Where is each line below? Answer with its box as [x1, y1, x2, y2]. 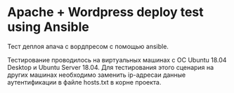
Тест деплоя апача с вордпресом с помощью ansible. [7, 42, 169, 50]
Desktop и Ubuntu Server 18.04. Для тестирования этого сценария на [7, 63, 214, 71]
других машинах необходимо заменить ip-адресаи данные [7, 71, 186, 79]
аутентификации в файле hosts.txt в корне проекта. [7, 78, 162, 86]
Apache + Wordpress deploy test [7, 4, 204, 20]
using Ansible [7, 19, 89, 35]
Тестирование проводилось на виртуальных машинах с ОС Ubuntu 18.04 [7, 55, 227, 64]
